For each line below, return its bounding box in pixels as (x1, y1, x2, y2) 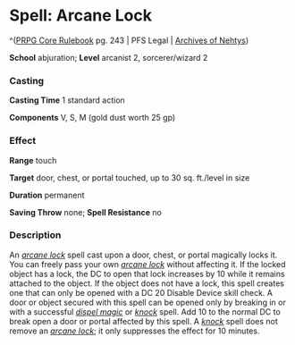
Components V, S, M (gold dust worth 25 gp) (9, 113, 176, 123)
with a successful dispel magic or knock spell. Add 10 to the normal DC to (9, 306, 282, 317)
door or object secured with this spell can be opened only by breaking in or (9, 297, 286, 307)
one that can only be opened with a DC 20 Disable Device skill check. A (9, 287, 273, 298)
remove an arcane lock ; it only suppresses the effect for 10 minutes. (9, 325, 260, 336)
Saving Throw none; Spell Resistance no (9, 206, 163, 217)
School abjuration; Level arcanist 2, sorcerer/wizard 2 (9, 52, 208, 63)
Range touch (9, 155, 57, 165)
